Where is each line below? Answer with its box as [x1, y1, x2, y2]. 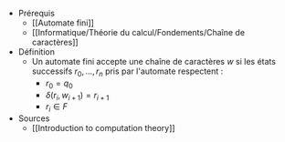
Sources [17, 113, 50, 124]
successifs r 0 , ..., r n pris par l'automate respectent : [31, 66, 224, 78]
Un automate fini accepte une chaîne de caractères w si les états [31, 56, 277, 66]
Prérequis [17, 8, 55, 18]
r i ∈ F [45, 101, 69, 115]
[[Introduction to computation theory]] [31, 123, 175, 134]
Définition [17, 46, 55, 57]
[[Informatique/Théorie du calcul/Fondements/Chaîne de [31, 27, 245, 37]
